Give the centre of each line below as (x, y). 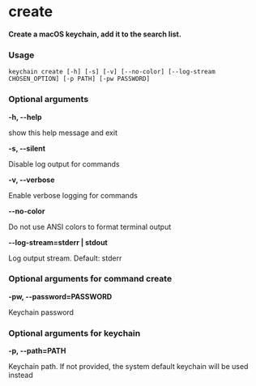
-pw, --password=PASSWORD (60, 296)
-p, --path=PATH (37, 351)
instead (21, 375)
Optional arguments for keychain (75, 333)
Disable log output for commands (64, 163)
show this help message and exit (63, 133)
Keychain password (41, 312)
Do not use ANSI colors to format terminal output (90, 227)
